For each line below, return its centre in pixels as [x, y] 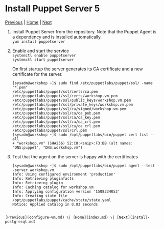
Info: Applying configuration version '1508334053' [66, 191]
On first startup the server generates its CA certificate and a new [77, 69]
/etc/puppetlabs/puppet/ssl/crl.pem [49, 130]
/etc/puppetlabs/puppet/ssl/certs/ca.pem [55, 91]
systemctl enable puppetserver [44, 55]
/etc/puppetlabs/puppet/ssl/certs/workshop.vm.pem [65, 96]
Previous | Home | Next [29, 22]
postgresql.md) [21, 222]
